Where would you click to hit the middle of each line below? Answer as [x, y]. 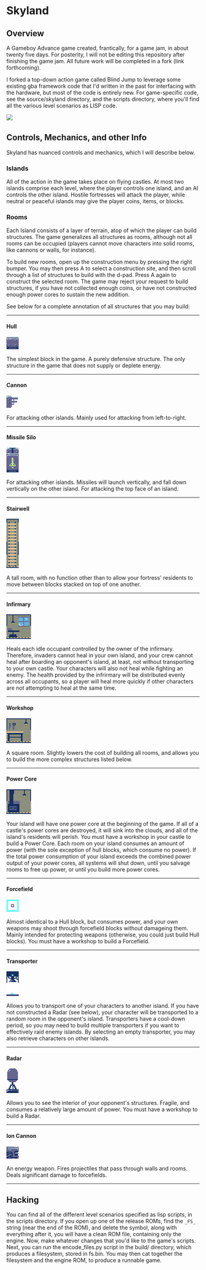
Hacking [23, 1200]
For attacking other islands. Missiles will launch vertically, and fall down [97, 482]
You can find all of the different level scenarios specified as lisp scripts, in [99, 1215]
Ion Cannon [21, 1136]
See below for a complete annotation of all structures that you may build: [98, 306]
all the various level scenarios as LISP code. [62, 106]
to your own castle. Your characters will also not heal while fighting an [95, 668]
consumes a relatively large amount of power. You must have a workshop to [102, 1110]
